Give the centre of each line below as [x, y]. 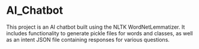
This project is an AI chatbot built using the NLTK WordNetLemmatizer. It [96, 27]
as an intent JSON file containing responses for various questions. [88, 39]
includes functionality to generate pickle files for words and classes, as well [99, 33]
